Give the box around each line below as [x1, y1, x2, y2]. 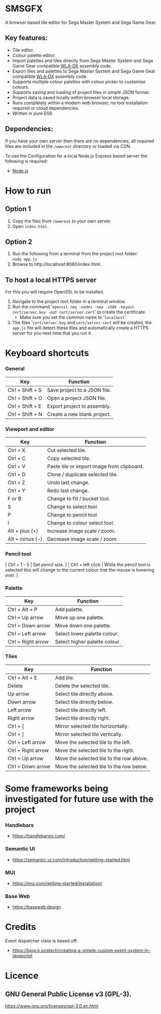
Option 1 [5, 205, 31, 214]
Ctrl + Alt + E [7, 674, 38, 681]
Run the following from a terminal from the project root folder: [12, 251, 138, 257]
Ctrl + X [7, 446, 26, 453]
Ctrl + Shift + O [7, 394, 43, 401]
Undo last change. [47, 479, 90, 486]
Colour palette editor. [12, 52, 56, 58]
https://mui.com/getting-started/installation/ [12, 880, 103, 886]
